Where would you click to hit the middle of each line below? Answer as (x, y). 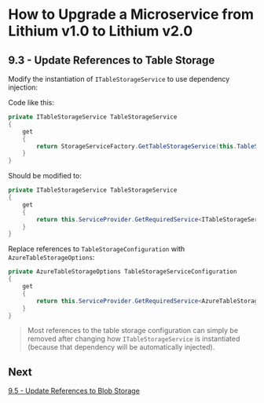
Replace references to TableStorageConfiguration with (97, 249)
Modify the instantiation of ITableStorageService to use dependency (119, 79)
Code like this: (31, 103)
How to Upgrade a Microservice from (131, 15)
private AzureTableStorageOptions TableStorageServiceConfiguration (123, 272)
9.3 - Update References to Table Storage (112, 60)
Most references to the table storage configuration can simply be (132, 331)
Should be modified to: (45, 176)
